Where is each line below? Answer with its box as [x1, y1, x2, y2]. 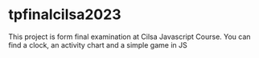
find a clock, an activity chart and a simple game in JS [8, 40, 187, 49]
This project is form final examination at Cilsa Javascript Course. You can [8, 32, 251, 41]
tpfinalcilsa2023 [8, 6, 121, 24]
